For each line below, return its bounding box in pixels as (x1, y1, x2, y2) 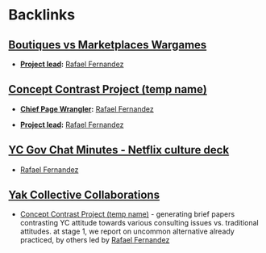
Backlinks (8, 6, 76, 24)
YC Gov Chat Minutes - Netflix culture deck (8, 143, 230, 157)
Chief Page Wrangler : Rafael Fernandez (19, 103, 155, 114)
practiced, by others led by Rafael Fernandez (19, 235, 170, 245)
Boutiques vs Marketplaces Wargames (8, 38, 207, 52)
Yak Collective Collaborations (8, 188, 160, 202)
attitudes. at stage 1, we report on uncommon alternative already (19, 226, 235, 236)
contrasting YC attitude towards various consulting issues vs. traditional (19, 218, 260, 228)
